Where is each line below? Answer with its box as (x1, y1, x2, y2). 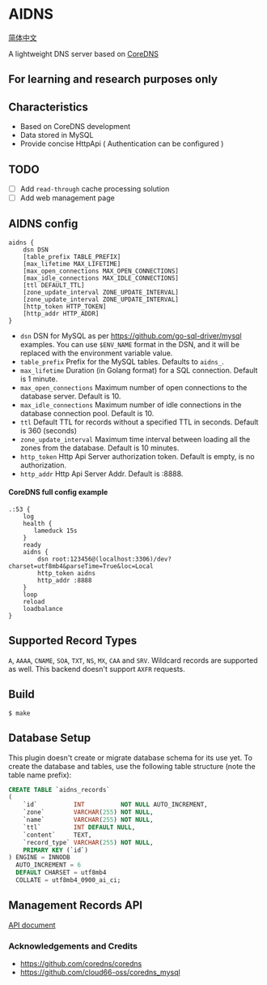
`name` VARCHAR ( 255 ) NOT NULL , (23, 816, 154, 824)
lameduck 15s (33, 527, 78, 536)
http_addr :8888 (37, 577, 92, 585)
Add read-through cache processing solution (19, 183, 170, 193)
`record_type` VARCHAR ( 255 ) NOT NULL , (23, 838, 154, 846)
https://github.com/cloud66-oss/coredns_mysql (19, 967, 180, 978)
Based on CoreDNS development (19, 122, 131, 131)
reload (23, 598, 45, 606)
